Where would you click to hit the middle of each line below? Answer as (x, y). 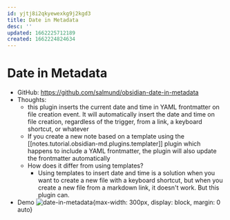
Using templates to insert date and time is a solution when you (126, 173)
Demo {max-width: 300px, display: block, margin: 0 (119, 202)
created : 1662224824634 (41, 39)
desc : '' (20, 26)
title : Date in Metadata (43, 20)
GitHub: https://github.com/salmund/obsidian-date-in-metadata (108, 92)
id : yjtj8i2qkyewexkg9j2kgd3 (49, 13)
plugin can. (54, 195)
